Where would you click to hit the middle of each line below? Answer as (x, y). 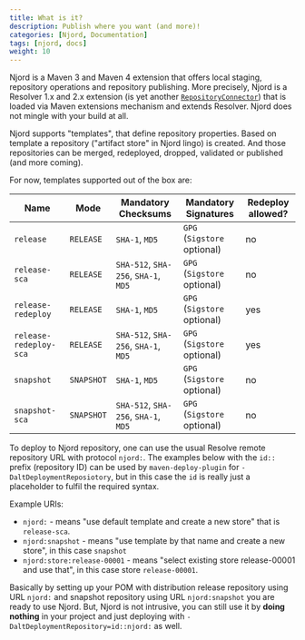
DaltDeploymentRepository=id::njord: (81, 627)
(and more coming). (46, 162)
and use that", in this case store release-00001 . (110, 570)
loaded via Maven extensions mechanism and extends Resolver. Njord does (151, 106)
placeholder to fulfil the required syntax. (84, 487)
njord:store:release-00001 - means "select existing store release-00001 (159, 560)
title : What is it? (46, 18)
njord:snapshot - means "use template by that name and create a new (154, 541)
